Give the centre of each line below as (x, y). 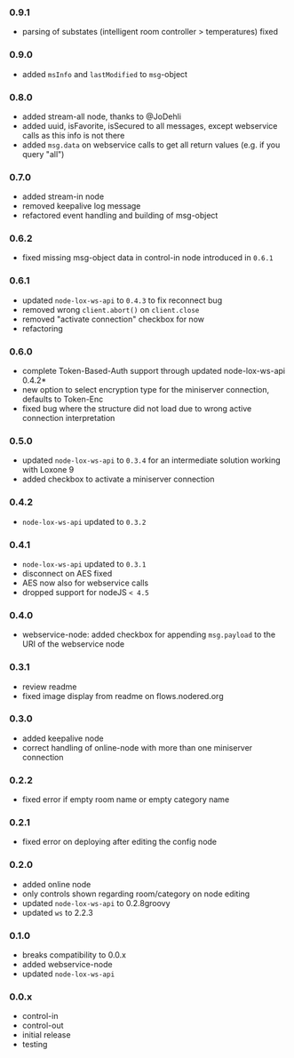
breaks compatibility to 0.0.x (74, 955)
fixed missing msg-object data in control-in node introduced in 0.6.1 (147, 258)
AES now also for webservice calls (85, 583)
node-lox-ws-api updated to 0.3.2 (84, 521)
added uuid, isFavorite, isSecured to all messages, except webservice (150, 125)
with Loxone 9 (48, 470)
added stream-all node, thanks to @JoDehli (102, 116)
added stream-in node (63, 196)
